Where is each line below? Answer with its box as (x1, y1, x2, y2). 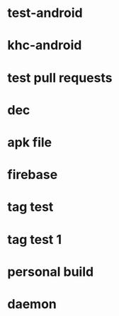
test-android (7, 5, 83, 21)
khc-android (7, 37, 82, 54)
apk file (7, 134, 52, 150)
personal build (7, 264, 94, 280)
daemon (7, 295, 57, 312)
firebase (7, 167, 58, 183)
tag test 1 (7, 231, 62, 247)
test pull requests (7, 69, 113, 86)
